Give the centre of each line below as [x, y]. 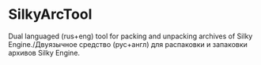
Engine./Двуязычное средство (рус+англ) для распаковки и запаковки [128, 44]
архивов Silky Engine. [44, 52]
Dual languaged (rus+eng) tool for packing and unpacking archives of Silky [130, 36]
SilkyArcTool [50, 14]
